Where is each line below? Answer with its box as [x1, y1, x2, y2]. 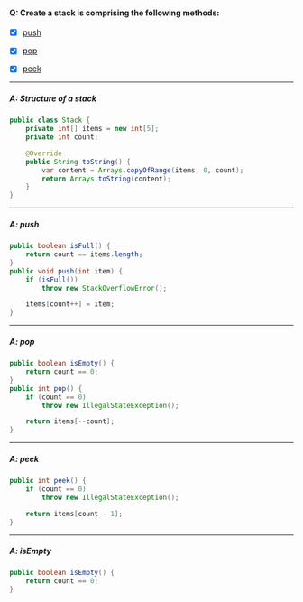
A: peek [9, 453, 39, 464]
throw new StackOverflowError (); [41, 283, 168, 292]
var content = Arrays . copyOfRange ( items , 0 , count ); [41, 165, 244, 175]
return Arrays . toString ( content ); [41, 174, 171, 183]
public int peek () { [9, 477, 87, 486]
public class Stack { [9, 116, 91, 125]
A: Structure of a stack [9, 93, 97, 104]
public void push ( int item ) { [9, 266, 124, 275]
